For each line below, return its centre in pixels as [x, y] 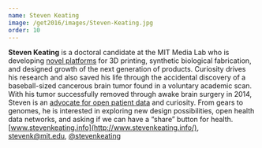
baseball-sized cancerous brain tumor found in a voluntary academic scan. [130, 86]
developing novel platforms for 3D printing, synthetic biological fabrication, [130, 61]
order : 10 [24, 30]
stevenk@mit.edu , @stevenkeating [64, 136]
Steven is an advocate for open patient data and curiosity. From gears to [125, 102]
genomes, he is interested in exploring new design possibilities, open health [131, 111]
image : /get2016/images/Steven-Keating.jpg [81, 23]
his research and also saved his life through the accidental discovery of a [127, 78]
